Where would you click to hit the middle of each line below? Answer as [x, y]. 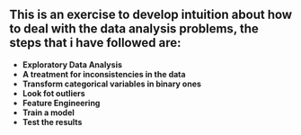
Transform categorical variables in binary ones [112, 84]
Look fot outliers [53, 93]
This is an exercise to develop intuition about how [151, 15]
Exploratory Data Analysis [72, 64]
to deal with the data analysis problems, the [134, 29]
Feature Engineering [61, 103]
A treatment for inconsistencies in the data [104, 74]
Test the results [52, 121]
